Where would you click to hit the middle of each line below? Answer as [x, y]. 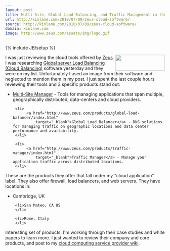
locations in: [18, 186]
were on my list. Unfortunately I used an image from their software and [79, 73]
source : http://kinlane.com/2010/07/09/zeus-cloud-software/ [71, 24]
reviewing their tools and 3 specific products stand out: [63, 84]
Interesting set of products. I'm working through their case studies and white [85, 232]
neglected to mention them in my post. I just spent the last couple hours [80, 79]
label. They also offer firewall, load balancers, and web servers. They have [83, 181]
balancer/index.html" [35, 118]
